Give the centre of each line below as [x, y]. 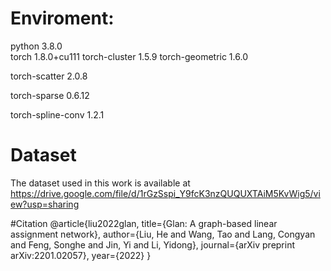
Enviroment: [62, 18]
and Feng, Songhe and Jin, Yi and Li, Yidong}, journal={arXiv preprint [153, 244]
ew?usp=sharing [45, 204]
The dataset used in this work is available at [100, 183]
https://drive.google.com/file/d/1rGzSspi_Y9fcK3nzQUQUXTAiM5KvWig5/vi [165, 193]
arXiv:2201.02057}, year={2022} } [81, 255]
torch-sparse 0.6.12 [50, 95]
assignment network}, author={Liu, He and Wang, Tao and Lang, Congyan [163, 234]
